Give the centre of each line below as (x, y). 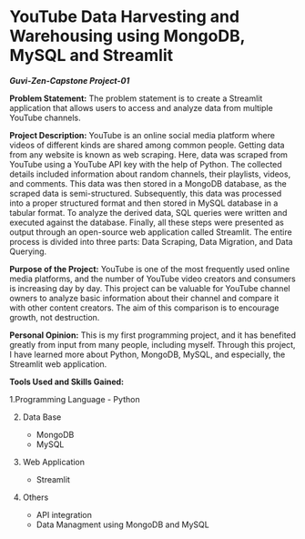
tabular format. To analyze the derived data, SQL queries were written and (148, 212)
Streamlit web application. (58, 364)
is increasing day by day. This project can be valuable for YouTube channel (150, 288)
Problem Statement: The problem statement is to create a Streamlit (136, 98)
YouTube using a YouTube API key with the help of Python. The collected (146, 164)
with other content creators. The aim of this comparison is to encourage (144, 308)
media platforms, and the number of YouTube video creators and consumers (152, 279)
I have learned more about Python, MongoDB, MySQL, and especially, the (147, 354)
